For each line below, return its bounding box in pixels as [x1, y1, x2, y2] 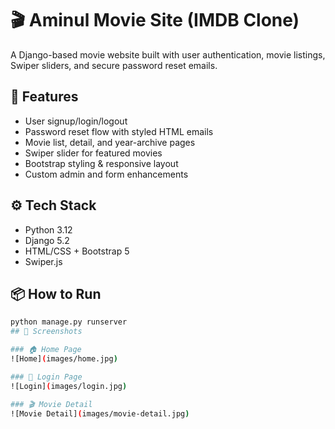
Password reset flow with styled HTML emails [24, 125, 214, 137]
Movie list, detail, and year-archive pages [24, 136, 196, 148]
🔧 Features [10, 88, 79, 106]
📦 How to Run [10, 285, 102, 302]
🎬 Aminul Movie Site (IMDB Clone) [10, 9, 300, 32]
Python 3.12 [24, 223, 73, 236]
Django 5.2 [24, 234, 70, 246]
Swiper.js [24, 255, 63, 267]
